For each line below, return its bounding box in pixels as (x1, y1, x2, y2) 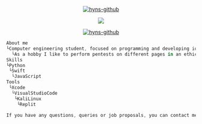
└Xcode (8, 84, 26, 90)
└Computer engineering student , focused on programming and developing (6, 46, 189, 52)
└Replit (17, 101, 36, 107)
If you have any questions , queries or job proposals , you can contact (6, 112, 189, 118)
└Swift (8, 68, 26, 74)
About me (6, 40, 28, 46)
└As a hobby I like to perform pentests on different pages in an (11, 51, 182, 57)
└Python (6, 62, 26, 68)
